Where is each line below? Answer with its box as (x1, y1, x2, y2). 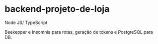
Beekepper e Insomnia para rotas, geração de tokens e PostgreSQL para (4, 29, 154, 35)
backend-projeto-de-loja (4, 3, 110, 15)
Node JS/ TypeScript (4, 20, 48, 25)
